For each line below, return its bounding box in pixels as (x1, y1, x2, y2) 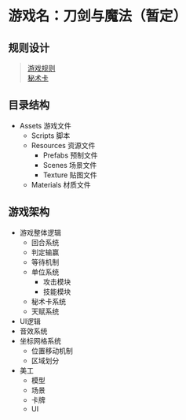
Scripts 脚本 (31, 131, 71, 140)
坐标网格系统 (19, 336, 61, 345)
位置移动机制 (31, 346, 73, 355)
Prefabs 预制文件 (42, 151, 98, 160)
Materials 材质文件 (31, 180, 92, 189)
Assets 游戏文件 (19, 121, 72, 130)
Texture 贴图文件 (42, 170, 98, 180)
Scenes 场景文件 (42, 160, 97, 169)
